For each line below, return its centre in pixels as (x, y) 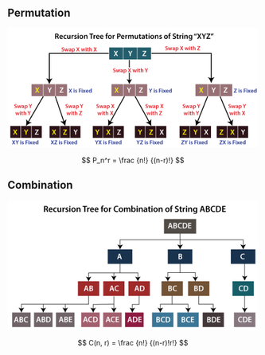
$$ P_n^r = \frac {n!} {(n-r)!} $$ (133, 160)
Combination (40, 185)
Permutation (39, 13)
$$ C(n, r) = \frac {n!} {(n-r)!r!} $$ (133, 342)
